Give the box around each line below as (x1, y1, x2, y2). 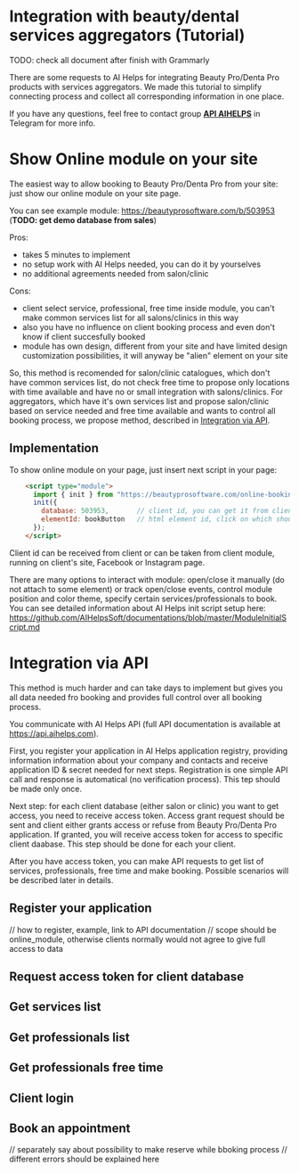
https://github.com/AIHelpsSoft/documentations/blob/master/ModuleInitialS (9, 612, 287, 623)
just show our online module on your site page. (9, 187, 182, 198)
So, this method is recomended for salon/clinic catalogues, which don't (9, 368, 271, 378)
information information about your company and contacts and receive (9, 755, 269, 765)
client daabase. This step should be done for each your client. (9, 838, 236, 849)
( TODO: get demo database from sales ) (9, 214, 158, 225)
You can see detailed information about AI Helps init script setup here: (9, 602, 266, 613)
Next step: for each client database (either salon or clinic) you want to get (9, 800, 279, 811)
